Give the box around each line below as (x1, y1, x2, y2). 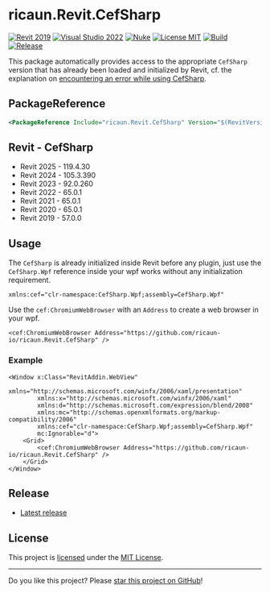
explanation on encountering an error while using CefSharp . (8, 73, 207, 83)
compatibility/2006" (8, 415, 78, 424)
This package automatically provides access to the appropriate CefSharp (8, 56, 247, 66)
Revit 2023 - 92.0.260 (19, 179, 94, 189)
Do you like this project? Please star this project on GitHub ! (8, 576, 203, 586)
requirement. (8, 276, 51, 285)
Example (8, 355, 43, 366)
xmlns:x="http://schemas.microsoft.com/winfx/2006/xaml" (37, 394, 231, 402)
